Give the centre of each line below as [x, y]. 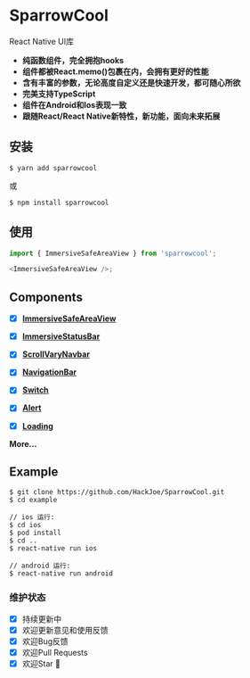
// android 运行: [40, 566]
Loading [37, 426]
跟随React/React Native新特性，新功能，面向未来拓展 [121, 116]
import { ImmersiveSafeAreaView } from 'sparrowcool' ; [113, 253]
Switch [35, 390]
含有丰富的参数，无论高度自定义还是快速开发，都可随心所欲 [131, 82]
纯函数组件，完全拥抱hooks [73, 60]
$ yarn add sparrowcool [53, 168]
